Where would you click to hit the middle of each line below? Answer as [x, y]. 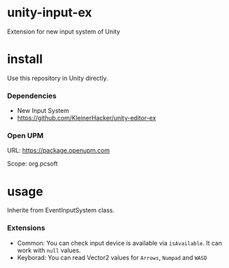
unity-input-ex [50, 13]
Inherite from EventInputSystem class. [61, 211]
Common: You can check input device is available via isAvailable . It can [120, 243]
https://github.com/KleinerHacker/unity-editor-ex [86, 118]
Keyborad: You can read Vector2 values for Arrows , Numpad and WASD [112, 257]
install [25, 59]
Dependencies [32, 96]
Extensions [26, 228]
